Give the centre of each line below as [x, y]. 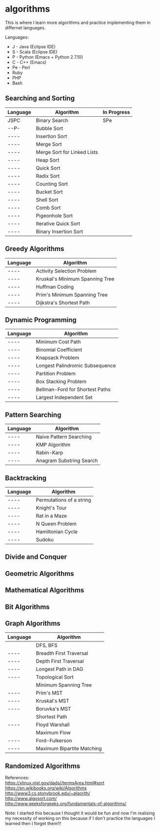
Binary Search [52, 120]
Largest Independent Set [64, 398]
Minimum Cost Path [58, 342]
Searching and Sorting [40, 98]
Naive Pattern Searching [64, 437]
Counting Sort [52, 184]
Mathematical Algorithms [45, 590]
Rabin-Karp [50, 453]
